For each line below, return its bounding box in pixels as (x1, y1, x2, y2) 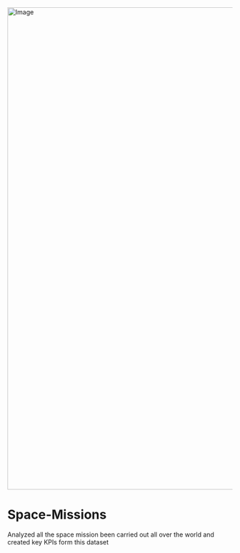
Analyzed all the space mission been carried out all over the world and (7, 530, 214, 539)
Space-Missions (7, 507, 107, 523)
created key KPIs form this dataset (7, 537, 109, 546)
